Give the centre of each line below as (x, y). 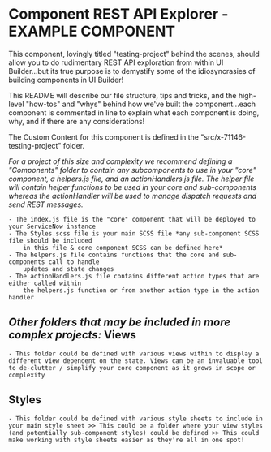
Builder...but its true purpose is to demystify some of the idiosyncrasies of (132, 71)
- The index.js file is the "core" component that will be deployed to (132, 219)
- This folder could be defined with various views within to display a (134, 354)
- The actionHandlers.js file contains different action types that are (134, 276)
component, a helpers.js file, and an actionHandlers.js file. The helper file (131, 179)
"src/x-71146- (223, 137)
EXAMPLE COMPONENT (92, 31)
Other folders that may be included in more (120, 323)
